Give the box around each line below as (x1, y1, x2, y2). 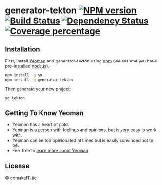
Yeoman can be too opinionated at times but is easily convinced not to (12, 137, 154, 144)
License (5, 162, 30, 170)
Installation (5, 45, 40, 53)
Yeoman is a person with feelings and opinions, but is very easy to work (12, 127, 157, 133)
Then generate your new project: (5, 86, 71, 92)
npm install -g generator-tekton (5, 77, 73, 82)
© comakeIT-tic (5, 175, 37, 181)
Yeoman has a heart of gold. (12, 122, 69, 128)
